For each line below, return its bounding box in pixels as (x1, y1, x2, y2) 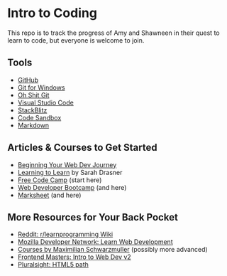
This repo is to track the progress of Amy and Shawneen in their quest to (7, 28, 220, 37)
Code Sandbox (17, 113, 62, 122)
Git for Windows (17, 83, 65, 92)
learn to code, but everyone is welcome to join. (7, 36, 145, 44)
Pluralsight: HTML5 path (17, 260, 89, 269)
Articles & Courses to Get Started (7, 142, 157, 154)
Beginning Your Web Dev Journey (17, 160, 117, 169)
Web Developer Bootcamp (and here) (17, 183, 127, 191)
